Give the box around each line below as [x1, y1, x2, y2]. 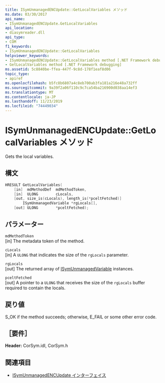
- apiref [5, 76, 23, 81]
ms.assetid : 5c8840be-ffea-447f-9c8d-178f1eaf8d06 [5, 67, 111, 72]
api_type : [5, 35, 26, 40]
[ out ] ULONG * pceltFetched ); [14, 205, 89, 210]
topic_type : [5, 72, 29, 77]
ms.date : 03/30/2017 [5, 12, 48, 17]
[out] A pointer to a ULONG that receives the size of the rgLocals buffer [5, 279, 145, 285]
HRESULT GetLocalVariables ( [5, 182, 63, 188]
